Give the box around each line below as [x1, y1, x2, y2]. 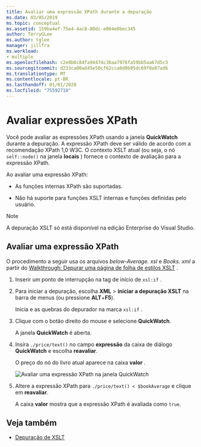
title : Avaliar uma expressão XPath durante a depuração [6, 8, 152, 15]
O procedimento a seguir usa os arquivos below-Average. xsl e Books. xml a [6, 257, 196, 265]
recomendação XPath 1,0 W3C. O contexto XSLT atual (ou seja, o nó [6, 146, 176, 153]
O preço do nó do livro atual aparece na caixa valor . [14, 359, 146, 366]
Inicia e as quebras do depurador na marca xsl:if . [14, 306, 143, 313]
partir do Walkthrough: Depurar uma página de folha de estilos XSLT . [6, 264, 179, 271]
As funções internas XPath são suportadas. [14, 182, 123, 190]
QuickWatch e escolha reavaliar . [14, 347, 98, 354]
